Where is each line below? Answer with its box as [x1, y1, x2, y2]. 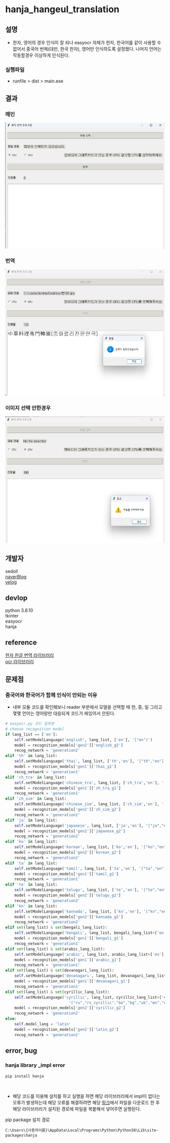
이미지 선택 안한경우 [5, 404, 51, 412]
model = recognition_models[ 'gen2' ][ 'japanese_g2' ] [14, 828, 125, 834]
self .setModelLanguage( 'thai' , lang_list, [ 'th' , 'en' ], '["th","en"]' [14, 759, 166, 764]
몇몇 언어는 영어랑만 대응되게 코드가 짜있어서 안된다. [12, 711, 115, 717]
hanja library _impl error [5, 1062, 65, 1069]
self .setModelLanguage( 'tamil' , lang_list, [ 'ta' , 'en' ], [14, 866, 137, 871]
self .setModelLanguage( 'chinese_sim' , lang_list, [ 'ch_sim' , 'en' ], [14, 802, 159, 807]
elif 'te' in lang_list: [5, 882, 58, 887]
